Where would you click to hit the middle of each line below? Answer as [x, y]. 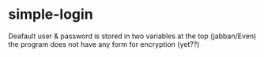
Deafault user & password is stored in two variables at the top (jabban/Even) [132, 36]
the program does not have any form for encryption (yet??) [104, 44]
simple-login [51, 14]
